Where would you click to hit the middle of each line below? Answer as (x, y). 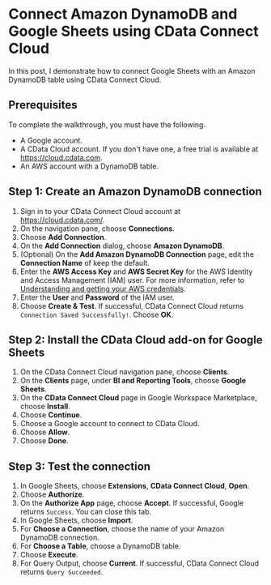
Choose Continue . (51, 415)
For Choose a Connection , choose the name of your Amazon (122, 529)
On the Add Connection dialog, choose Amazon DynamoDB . (122, 246)
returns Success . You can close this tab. (86, 512)
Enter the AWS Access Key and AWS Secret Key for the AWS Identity (136, 271)
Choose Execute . (49, 555)
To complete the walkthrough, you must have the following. (107, 124)
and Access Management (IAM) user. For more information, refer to (132, 280)
